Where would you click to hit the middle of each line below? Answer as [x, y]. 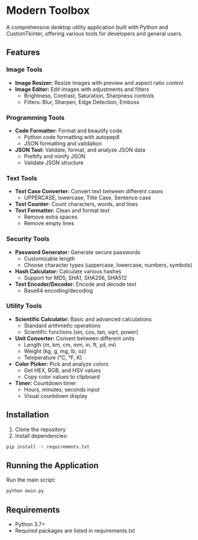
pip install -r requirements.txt [48, 447]
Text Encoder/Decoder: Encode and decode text [76, 284]
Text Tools [22, 178]
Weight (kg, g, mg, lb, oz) [55, 351]
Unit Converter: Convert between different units [75, 338]
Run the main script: [31, 480]
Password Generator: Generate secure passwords [78, 252]
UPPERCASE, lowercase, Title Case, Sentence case [87, 198]
